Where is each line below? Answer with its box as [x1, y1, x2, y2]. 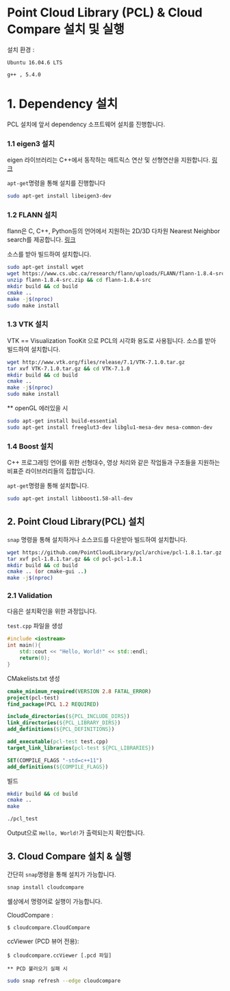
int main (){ [7, 642, 41, 649]
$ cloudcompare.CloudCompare [7, 924, 90, 931]
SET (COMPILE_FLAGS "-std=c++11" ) [7, 756, 103, 764]
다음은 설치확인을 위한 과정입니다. [7, 607, 97, 615]
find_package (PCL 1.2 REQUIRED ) [7, 701, 99, 708]
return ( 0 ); [19, 655, 51, 662]
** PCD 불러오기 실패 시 [7, 965, 68, 972]
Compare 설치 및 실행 [7, 22, 125, 37]
